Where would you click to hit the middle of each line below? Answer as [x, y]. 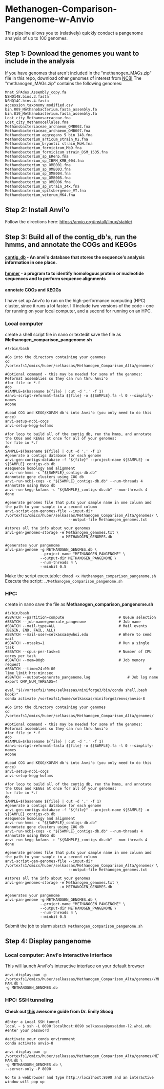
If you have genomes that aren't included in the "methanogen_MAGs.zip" [79, 73]
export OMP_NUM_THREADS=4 [31, 681]
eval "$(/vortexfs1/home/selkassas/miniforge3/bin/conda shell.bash [76, 690]
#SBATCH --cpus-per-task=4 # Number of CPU [78, 652]
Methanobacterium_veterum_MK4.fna [40, 195]
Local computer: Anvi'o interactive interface [59, 955]
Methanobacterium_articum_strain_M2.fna [47, 139]
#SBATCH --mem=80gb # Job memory [75, 660]
